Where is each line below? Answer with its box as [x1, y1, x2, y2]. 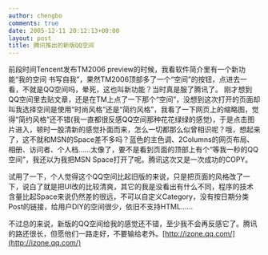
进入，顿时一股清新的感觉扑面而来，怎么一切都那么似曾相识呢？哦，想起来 [14, 125, 261, 135]
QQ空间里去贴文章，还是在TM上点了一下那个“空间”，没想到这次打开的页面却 [8, 95, 261, 104]
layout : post [8, 34, 52, 42]
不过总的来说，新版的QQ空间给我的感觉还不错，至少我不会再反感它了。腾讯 [8, 219, 258, 229]
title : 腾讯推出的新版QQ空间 [8, 42, 94, 50]
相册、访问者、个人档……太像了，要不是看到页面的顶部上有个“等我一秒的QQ [8, 145, 258, 155]
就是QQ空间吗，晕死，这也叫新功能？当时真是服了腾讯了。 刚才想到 [29, 85, 253, 95]
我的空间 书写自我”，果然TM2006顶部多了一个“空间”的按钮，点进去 [18, 75, 241, 84]
